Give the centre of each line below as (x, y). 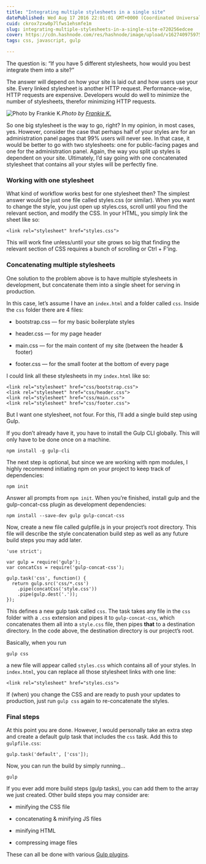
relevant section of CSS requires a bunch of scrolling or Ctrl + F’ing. (92, 249)
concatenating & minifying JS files (58, 819)
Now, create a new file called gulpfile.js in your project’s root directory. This (101, 527)
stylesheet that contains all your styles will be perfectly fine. (82, 164)
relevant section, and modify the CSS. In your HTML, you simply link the (97, 213)
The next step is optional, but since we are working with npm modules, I (97, 462)
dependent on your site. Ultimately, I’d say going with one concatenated (97, 158)
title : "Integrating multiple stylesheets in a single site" (86, 12)
